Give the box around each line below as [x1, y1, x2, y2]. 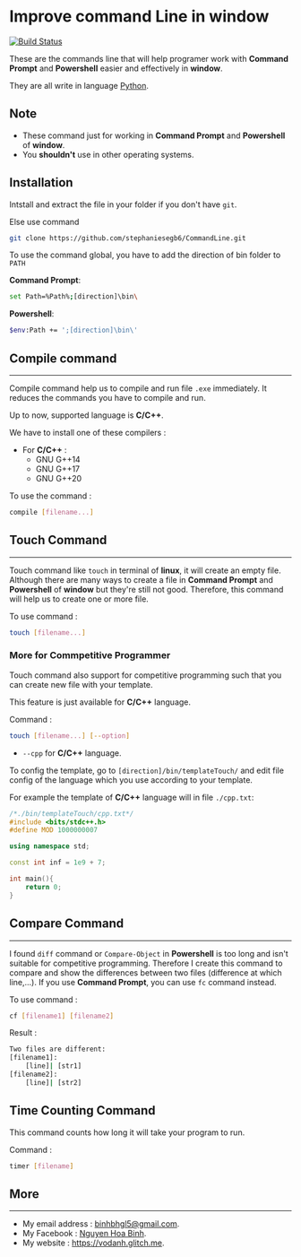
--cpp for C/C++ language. [21, 747, 123, 759]
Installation [9, 175, 73, 190]
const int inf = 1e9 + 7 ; [9, 858, 106, 867]
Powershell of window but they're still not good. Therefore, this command [9, 584, 284, 594]
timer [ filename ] [9, 1161, 74, 1171]
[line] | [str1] [25, 1062, 82, 1071]
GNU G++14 [35, 455, 81, 464]
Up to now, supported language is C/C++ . [9, 410, 164, 420]
